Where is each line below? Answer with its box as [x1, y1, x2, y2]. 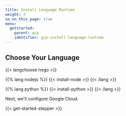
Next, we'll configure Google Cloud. [5, 96, 79, 102]
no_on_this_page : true [5, 16, 52, 21]
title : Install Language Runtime [5, 7, 75, 12]
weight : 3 [5, 12, 26, 17]
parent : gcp [14, 30, 39, 35]
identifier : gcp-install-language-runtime [14, 35, 104, 40]
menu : [5, 21, 16, 26]
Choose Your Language [5, 53, 80, 62]
